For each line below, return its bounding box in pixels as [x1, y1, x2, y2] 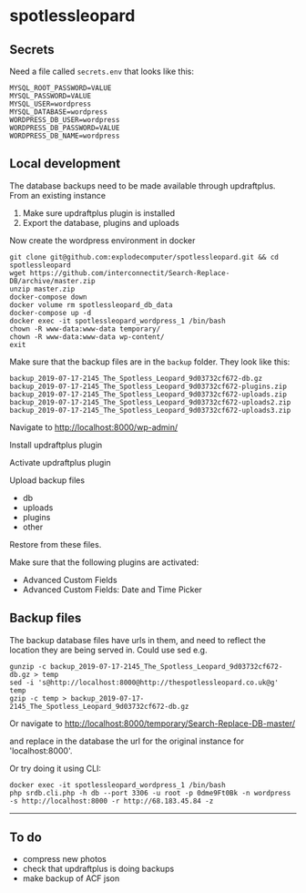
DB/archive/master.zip [9, 276, 96, 285]
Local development [9, 156, 121, 171]
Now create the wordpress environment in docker [9, 234, 196, 246]
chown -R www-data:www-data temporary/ [9, 324, 161, 334]
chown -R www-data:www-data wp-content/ [9, 332, 166, 342]
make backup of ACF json [22, 873, 120, 884]
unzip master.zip [9, 284, 76, 293]
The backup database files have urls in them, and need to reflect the [9, 634, 266, 645]
